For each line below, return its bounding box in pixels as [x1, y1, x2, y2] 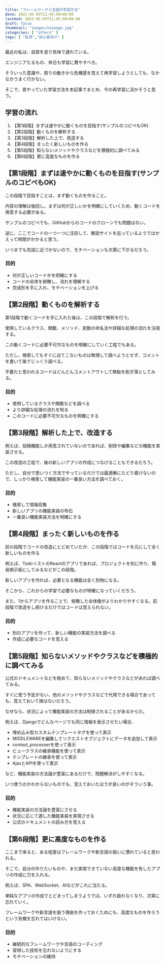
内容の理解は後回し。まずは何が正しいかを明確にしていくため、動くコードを [5, 203, 161, 209]
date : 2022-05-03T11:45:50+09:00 [5, 12, 74, 17]
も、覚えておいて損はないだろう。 [5, 698, 73, 704]
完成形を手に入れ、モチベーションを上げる [12, 285, 99, 290]
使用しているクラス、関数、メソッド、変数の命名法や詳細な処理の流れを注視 [5, 325, 160, 331]
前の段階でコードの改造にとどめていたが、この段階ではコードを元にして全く [5, 543, 161, 550]
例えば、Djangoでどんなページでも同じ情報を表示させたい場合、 [5, 718, 136, 725]
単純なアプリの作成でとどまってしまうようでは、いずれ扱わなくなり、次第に [5, 893, 160, 899]
